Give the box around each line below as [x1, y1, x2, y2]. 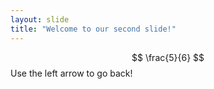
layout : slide [10, 14, 70, 25]
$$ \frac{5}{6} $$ [131, 51, 205, 63]
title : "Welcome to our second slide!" [10, 24, 177, 34]
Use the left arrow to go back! [10, 67, 133, 79]
